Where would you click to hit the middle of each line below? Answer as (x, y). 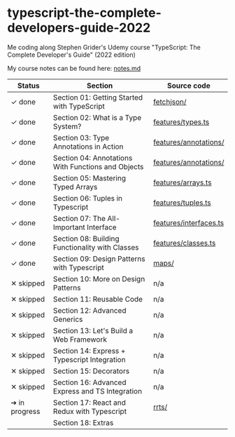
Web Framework (80, 339)
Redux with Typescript (90, 411)
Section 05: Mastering (89, 178)
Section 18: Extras (83, 422)
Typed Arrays (75, 187)
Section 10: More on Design (99, 278)
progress (26, 411)
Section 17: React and (89, 403)
